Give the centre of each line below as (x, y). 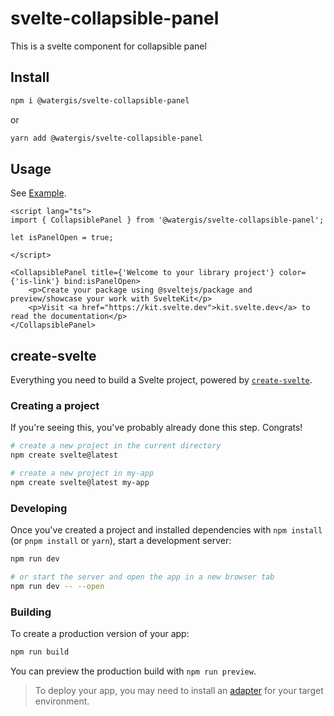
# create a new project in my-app (82, 473)
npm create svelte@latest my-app (80, 483)
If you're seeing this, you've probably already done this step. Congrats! (156, 428)
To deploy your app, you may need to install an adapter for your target (179, 691)
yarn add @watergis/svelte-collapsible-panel (106, 138)
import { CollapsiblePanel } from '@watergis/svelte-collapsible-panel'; (167, 220)
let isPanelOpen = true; (62, 238)
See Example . (38, 193)
